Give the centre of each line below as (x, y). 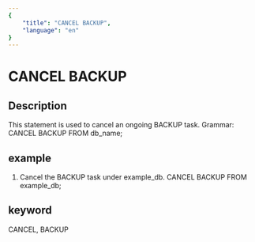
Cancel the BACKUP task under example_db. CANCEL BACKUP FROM (133, 177)
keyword (30, 210)
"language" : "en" (51, 30)
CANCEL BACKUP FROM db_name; (66, 133)
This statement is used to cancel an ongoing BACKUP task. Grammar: (121, 125)
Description (37, 106)
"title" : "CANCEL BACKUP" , (67, 23)
